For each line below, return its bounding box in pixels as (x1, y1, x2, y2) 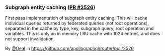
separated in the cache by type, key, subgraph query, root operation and (5, 26, 154, 31)
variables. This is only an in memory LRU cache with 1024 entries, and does (5, 31, 161, 37)
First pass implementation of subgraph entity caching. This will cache (5, 15, 148, 21)
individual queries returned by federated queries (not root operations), (5, 20, 149, 26)
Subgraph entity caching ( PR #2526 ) (5, 4, 95, 11)
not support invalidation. (5, 36, 55, 42)
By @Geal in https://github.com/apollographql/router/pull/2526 (5, 46, 134, 52)
